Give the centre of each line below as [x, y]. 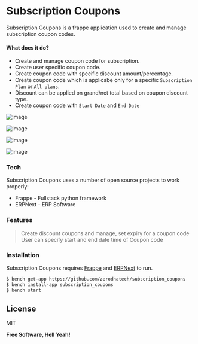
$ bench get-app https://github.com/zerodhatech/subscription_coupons [96, 279]
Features [19, 220]
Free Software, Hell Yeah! [38, 335]
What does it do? [28, 48]
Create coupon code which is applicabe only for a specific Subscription [103, 80]
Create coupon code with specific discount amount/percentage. [94, 74]
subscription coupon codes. [41, 34]
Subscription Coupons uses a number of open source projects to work [93, 180]
